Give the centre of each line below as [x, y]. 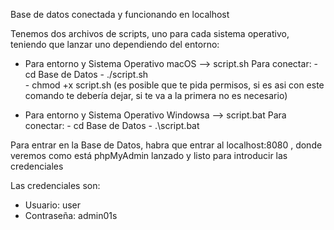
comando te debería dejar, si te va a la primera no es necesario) [156, 95]
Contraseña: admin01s [71, 215]
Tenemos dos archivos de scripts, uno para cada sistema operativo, [150, 33]
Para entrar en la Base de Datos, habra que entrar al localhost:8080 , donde [166, 145]
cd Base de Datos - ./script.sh [86, 74]
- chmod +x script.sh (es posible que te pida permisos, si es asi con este [174, 85]
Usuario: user [53, 205]
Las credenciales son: [55, 185]
